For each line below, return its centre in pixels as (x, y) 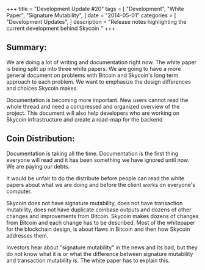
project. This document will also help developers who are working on (93, 113)
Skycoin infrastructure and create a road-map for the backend (85, 119)
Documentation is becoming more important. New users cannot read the (97, 100)
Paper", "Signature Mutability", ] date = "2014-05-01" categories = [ (92, 15)
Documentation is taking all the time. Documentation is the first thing (92, 153)
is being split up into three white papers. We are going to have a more (94, 68)
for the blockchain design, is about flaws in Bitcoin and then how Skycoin (98, 229)
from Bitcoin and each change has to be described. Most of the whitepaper (101, 222)
